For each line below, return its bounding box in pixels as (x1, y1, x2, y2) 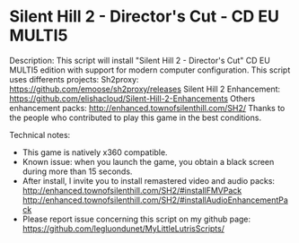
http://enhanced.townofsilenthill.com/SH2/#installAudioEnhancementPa (22, 195, 289, 205)
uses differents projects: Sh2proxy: (9, 74, 139, 84)
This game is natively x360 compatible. (22, 146, 168, 158)
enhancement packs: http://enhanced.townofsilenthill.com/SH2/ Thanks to (9, 102, 286, 113)
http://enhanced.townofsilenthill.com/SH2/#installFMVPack (22, 185, 242, 195)
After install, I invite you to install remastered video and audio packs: (22, 175, 276, 186)
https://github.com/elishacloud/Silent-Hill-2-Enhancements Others (9, 92, 256, 104)
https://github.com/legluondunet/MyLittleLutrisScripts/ (22, 222, 224, 234)
